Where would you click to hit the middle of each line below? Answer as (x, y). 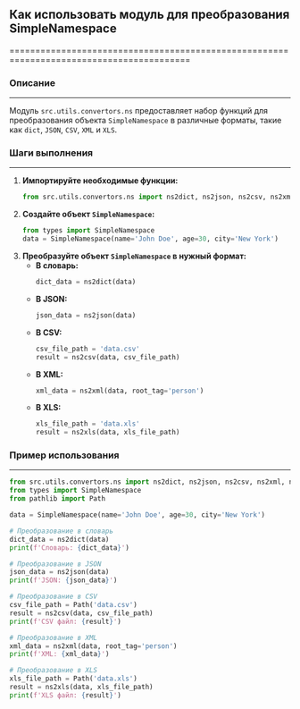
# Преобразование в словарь (62, 531)
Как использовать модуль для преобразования (150, 15)
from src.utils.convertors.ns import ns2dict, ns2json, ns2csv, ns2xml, (147, 482)
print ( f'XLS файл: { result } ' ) (66, 695)
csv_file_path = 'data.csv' (87, 349)
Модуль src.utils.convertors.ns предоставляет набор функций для (139, 111)
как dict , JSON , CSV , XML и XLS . (63, 130)
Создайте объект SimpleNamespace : (88, 215)
